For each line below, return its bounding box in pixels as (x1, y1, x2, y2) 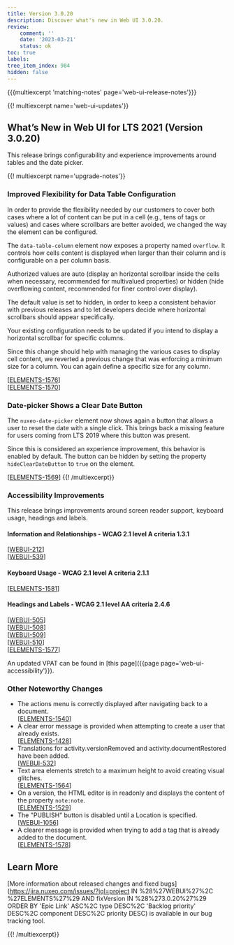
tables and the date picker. (7, 159, 84, 167)
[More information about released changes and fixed (7, 879, 159, 888)
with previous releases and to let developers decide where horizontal (7, 305, 206, 314)
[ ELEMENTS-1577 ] (7, 645, 61, 654)
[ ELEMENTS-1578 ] (17, 841, 71, 849)
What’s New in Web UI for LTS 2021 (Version (7, 122, 203, 133)
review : (7, 23, 30, 30)
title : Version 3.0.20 (7, 10, 73, 17)
